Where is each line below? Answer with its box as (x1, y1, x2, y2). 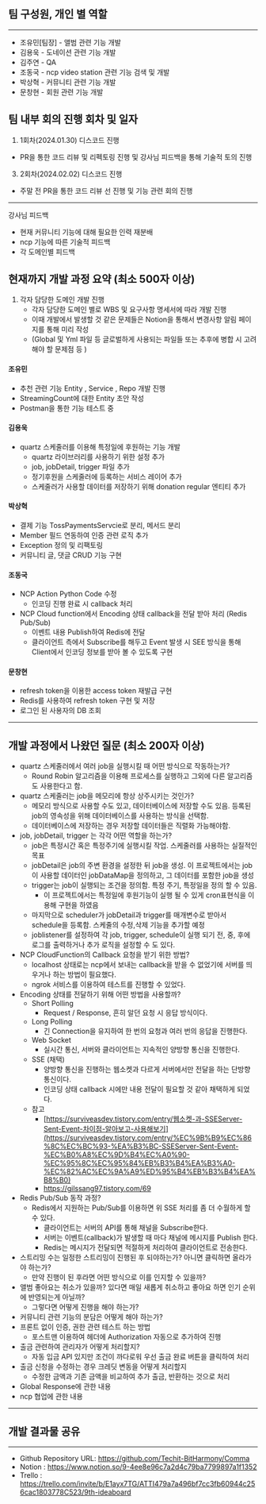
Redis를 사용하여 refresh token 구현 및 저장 (19, 696, 156, 705)
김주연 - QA (19, 57, 57, 67)
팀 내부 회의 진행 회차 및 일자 (8, 113, 139, 126)
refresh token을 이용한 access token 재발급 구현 (19, 686, 173, 696)
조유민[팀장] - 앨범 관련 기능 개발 (19, 37, 121, 47)
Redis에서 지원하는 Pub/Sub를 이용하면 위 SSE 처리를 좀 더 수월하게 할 (31, 1203, 251, 1213)
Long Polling (31, 1017, 73, 1027)
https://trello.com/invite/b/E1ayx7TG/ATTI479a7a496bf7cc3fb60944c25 (19, 1479, 256, 1489)
